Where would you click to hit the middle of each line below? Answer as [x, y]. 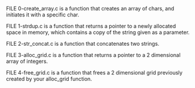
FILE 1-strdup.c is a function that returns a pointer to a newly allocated [91, 26]
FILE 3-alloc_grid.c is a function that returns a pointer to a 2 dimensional [93, 55]
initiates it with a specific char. [43, 15]
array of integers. [27, 61]
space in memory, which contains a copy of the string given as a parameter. [98, 32]
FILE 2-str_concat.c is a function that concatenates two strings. [83, 44]
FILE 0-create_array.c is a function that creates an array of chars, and [90, 9]
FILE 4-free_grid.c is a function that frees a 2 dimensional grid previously [95, 72]
